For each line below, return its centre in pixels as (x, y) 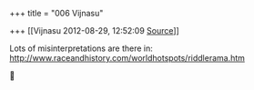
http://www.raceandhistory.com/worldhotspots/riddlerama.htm (127, 58)
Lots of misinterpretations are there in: (81, 48)
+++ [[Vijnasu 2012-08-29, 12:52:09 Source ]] (94, 30)
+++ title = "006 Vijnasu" (56, 13)
